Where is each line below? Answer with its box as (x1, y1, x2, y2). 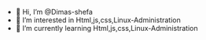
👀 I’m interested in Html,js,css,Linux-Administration (15, 15, 181, 25)
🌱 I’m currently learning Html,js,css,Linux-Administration (15, 24, 198, 32)
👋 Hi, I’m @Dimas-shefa (15, 8, 93, 16)
